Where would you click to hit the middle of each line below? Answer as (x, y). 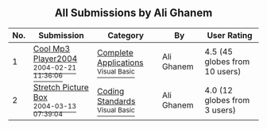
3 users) (220, 110)
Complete (115, 52)
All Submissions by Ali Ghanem (133, 13)
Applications (120, 63)
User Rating (230, 35)
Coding (110, 91)
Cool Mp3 (51, 48)
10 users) (223, 71)
